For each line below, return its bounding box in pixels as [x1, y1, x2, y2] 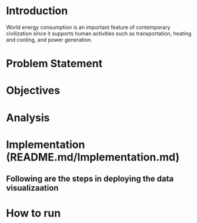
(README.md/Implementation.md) [6, 150, 180, 163]
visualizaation [6, 183, 59, 193]
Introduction [6, 4, 68, 18]
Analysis [6, 111, 50, 124]
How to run [6, 206, 61, 220]
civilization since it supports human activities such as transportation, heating [6, 29, 192, 37]
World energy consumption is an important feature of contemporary [6, 24, 171, 31]
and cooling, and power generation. [6, 36, 92, 43]
